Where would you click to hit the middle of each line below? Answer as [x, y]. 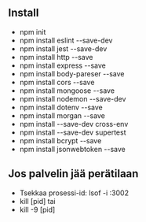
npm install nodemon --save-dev [73, 98]
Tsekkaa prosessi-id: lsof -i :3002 [74, 193]
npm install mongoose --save [67, 91]
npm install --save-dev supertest [73, 132]
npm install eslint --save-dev [66, 40]
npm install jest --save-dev [63, 48]
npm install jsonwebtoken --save [72, 149]
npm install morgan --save [62, 115]
